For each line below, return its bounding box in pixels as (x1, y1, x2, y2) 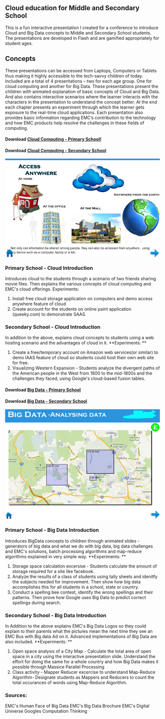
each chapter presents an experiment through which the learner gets (5, 104, 145, 110)
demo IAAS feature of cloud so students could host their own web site (12, 355, 154, 361)
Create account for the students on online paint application (12, 306, 132, 312)
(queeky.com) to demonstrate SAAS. (12, 312, 87, 317)
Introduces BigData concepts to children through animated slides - (5, 538, 140, 544)
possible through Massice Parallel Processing (12, 664, 105, 670)
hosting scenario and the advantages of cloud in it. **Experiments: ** (5, 340, 147, 346)
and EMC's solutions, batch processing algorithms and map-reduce (5, 548, 142, 554)
